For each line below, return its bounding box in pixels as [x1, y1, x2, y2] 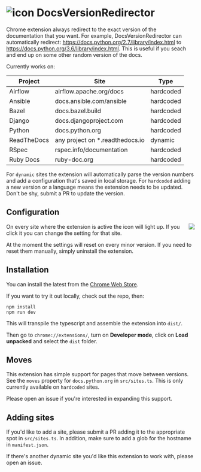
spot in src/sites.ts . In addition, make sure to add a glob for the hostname [6, 435, 191, 442]
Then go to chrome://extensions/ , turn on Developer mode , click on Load [6, 331, 188, 338]
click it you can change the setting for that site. [6, 229, 122, 237]
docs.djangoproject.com [54, 116, 124, 125]
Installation [6, 265, 49, 275]
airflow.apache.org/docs [54, 87, 124, 95]
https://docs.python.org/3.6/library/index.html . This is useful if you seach [6, 45, 187, 52]
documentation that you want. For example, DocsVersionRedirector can [6, 32, 182, 39]
